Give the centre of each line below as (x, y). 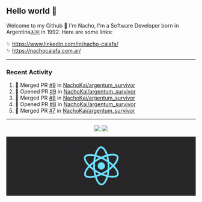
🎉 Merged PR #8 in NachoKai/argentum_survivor (75, 98)
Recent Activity (29, 72)
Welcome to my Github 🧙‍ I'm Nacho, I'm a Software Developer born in (93, 25)
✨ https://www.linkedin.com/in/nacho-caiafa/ (62, 44)
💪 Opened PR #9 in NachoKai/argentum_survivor (75, 92)
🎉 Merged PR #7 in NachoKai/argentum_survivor (75, 111)
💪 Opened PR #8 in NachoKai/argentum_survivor (75, 104)
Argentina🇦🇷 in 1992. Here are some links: (60, 32)
